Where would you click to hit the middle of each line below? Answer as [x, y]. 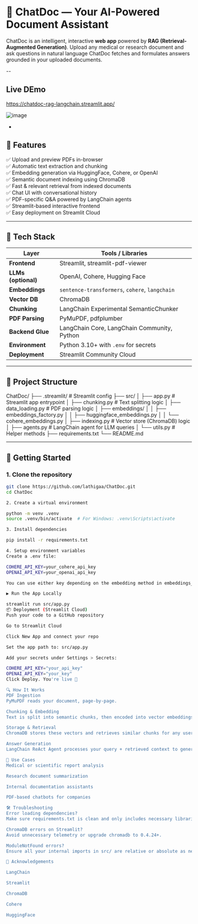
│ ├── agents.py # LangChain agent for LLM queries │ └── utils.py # [91, 427]
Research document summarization [47, 776]
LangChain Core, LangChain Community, [116, 328]
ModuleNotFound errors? [35, 846]
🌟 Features [26, 145]
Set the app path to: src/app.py [47, 647]
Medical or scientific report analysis [55, 765]
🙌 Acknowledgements [30, 862]
